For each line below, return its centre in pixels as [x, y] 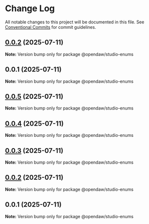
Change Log [30, 9]
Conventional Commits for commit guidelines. [50, 27]
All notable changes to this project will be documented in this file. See [75, 22]
